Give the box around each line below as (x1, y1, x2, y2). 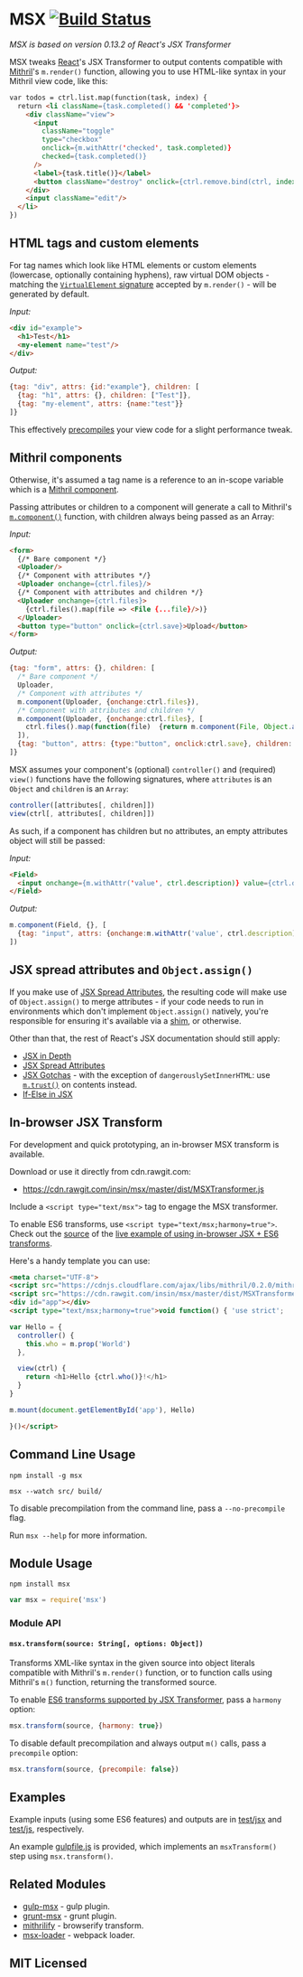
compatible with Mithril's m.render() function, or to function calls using (9, 1667, 273, 1678)
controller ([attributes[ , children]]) (9, 801, 155, 810)
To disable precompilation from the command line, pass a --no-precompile (9, 1503, 286, 1513)
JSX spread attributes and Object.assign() (9, 962, 253, 978)
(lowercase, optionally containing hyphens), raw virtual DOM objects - (9, 269, 270, 280)
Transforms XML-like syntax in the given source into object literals (9, 1658, 255, 1669)
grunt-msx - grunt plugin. (22, 1910, 117, 1921)
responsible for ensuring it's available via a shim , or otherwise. (9, 1015, 242, 1026)
